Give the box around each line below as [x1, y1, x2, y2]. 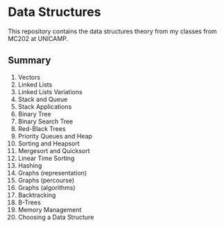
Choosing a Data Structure [17, 213, 94, 221]
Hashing [17, 161, 42, 170]
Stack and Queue [17, 95, 68, 103]
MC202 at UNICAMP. [8, 34, 69, 42]
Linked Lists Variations [17, 87, 83, 96]
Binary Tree [17, 109, 51, 118]
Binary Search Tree [17, 117, 74, 125]
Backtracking [17, 191, 56, 199]
